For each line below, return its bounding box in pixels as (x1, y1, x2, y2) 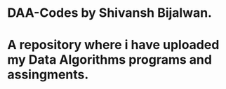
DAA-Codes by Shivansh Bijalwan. (7, 5, 213, 21)
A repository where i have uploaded (7, 37, 220, 53)
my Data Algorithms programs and (7, 52, 213, 68)
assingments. (7, 67, 89, 83)
